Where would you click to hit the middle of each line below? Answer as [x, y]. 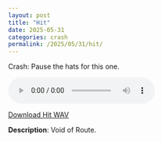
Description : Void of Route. [52, 130]
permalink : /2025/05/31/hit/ [56, 44]
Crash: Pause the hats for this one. [64, 66]
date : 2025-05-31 [36, 30]
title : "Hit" [29, 23]
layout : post [29, 15]
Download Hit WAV [38, 115]
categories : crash [38, 37]
